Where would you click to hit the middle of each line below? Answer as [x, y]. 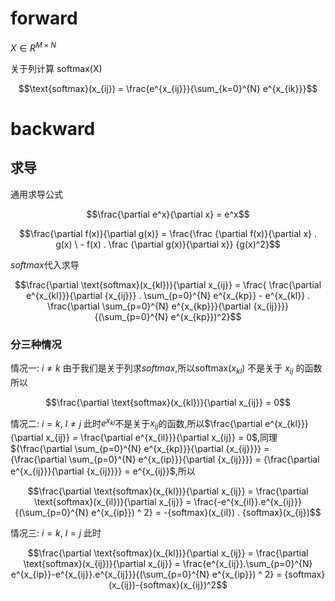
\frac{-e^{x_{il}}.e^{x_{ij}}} [247, 502]
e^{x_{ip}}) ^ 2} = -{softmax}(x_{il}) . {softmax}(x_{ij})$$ [206, 513]
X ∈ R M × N [33, 47]
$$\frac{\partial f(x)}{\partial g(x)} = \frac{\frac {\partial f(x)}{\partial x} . [167, 233]
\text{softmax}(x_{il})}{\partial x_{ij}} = [113, 502]
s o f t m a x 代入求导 [45, 264]
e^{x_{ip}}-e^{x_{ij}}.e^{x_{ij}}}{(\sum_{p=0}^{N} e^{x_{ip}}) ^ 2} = [146, 574]
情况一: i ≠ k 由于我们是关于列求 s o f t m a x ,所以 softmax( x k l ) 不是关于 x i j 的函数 [166, 369]
